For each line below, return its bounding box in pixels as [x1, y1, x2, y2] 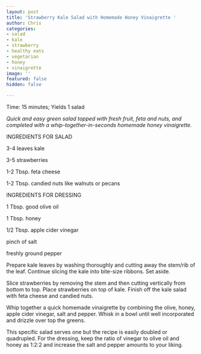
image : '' [6, 70, 31, 76]
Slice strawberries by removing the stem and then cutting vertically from [6, 279, 186, 287]
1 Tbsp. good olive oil [6, 203, 59, 210]
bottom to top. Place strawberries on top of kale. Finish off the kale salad [6, 286, 187, 293]
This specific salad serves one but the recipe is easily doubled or [6, 329, 168, 335]
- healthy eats [6, 48, 45, 54]
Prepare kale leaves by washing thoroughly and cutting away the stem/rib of [6, 261, 196, 269]
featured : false [6, 76, 47, 82]
